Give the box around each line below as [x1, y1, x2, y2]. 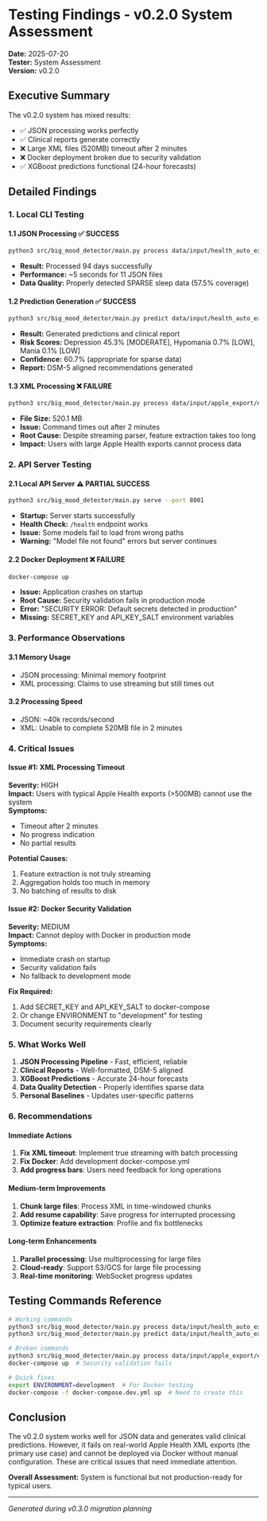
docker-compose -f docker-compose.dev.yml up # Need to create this [8, 1389, 244, 1397]
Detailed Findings [8, 185, 97, 198]
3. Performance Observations [8, 632, 126, 643]
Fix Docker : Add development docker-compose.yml [19, 1157, 190, 1166]
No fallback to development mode [19, 971, 131, 981]
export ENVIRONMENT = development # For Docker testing [8, 1381, 194, 1389]
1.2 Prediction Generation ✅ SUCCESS [8, 297, 137, 306]
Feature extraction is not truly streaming [19, 869, 151, 878]
